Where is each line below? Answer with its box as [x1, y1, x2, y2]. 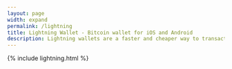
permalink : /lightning [7, 23, 72, 29]
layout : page [7, 10, 45, 17]
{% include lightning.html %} [7, 54, 89, 62]
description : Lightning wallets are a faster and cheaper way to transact [7, 36, 227, 42]
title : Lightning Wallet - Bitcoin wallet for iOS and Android [7, 29, 193, 36]
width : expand [7, 16, 48, 23]
